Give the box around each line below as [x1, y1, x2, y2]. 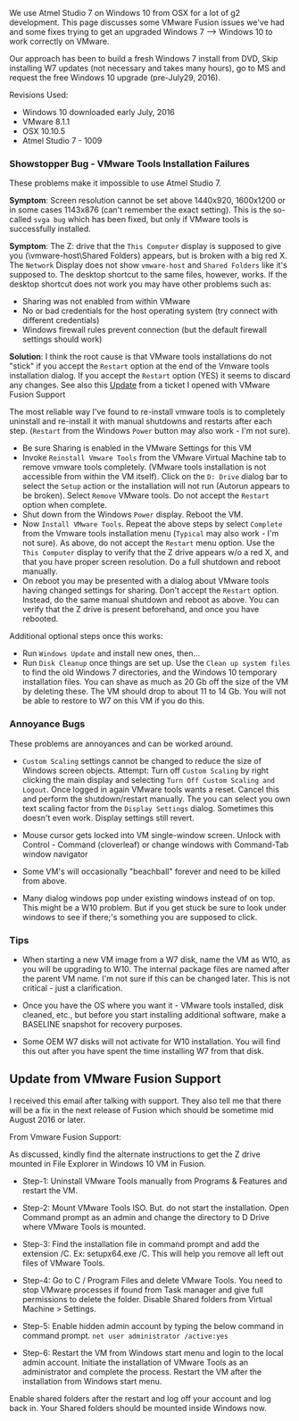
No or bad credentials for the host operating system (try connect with [21, 305, 278, 316]
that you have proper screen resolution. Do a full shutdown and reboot [21, 557, 281, 568]
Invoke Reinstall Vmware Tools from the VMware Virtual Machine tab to [21, 453, 287, 463]
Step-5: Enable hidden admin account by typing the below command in [21, 1320, 284, 1331]
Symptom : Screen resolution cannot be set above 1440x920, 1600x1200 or [9, 195, 286, 206]
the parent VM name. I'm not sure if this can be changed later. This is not [21, 973, 291, 984]
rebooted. [21, 613, 59, 624]
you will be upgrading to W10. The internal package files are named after [21, 963, 290, 974]
